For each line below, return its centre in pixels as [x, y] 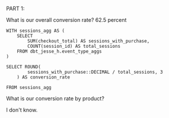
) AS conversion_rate [43, 77]
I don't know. [22, 110]
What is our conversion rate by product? [55, 99]
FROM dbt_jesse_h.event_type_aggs [59, 51]
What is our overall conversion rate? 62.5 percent [66, 20]
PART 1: [15, 9]
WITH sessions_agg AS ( [36, 31]
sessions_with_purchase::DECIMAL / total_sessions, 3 [95, 72]
